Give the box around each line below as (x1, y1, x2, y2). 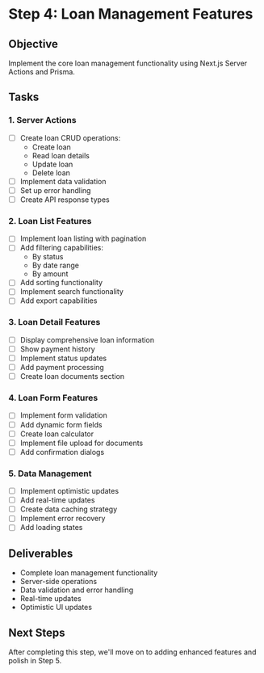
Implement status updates (19, 353, 107, 363)
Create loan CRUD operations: (19, 132, 121, 142)
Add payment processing (19, 363, 105, 372)
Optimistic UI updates (19, 603, 93, 612)
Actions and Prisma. (8, 67, 75, 77)
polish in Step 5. (8, 656, 62, 665)
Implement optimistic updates (19, 486, 119, 496)
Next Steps (8, 625, 65, 639)
